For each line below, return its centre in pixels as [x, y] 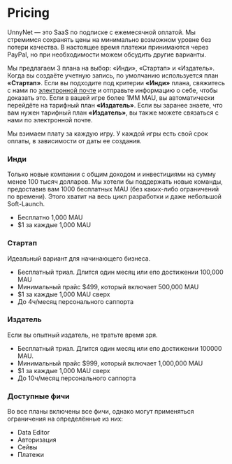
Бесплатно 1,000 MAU [50, 217]
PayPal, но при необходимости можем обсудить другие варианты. [107, 55]
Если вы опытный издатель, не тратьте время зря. [82, 335]
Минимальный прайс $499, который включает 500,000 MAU [108, 287]
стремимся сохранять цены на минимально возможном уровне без [109, 39]
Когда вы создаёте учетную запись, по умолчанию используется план [113, 75]
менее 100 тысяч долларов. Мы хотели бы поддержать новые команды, [115, 182]
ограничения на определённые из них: [65, 419]
